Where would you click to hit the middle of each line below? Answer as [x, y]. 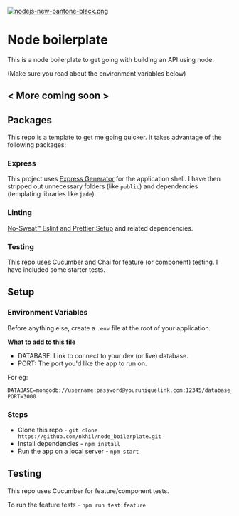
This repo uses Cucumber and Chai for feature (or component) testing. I [113, 262]
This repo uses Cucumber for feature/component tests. [88, 491]
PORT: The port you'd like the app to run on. [82, 363]
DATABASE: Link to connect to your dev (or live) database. [103, 355]
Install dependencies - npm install [69, 444]
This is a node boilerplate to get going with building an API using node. [111, 59]
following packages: [37, 145]
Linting [20, 213]
